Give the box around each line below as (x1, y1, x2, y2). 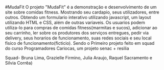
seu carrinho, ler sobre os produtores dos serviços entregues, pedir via (5, 30, 149, 35)
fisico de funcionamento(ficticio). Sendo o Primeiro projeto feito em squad (5, 40, 155, 46)
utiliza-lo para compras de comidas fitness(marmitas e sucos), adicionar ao (5, 25, 158, 31)
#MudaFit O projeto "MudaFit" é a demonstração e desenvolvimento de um (5, 4, 157, 10)
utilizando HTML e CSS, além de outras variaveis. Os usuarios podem (5, 19, 145, 25)
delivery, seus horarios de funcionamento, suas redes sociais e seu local (5, 35, 152, 41)
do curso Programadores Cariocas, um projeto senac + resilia (5, 46, 129, 51)
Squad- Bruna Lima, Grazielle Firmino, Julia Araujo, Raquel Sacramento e (5, 55, 153, 60)
